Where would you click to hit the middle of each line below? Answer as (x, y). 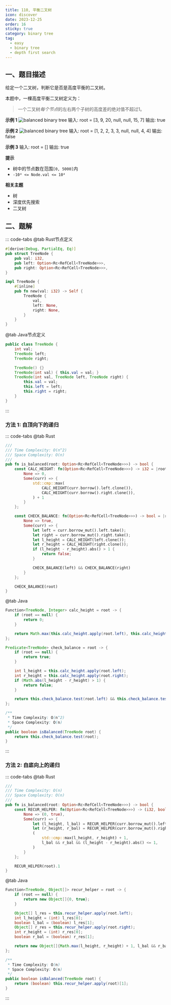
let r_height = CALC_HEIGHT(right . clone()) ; (80, 544)
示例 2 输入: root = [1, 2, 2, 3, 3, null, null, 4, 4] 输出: (84, 131)
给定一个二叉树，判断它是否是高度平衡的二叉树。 (56, 88)
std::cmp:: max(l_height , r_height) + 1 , (85, 838)
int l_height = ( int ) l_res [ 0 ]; (49, 918)
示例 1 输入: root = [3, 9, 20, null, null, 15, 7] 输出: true (85, 120)
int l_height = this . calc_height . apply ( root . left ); (70, 671)
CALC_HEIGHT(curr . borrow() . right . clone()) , (89, 493)
